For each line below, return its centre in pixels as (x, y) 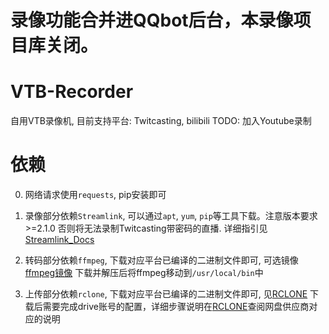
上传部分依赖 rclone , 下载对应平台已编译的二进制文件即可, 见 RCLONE (166, 294)
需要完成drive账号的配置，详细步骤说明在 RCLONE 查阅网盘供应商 (176, 307)
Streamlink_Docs (59, 240)
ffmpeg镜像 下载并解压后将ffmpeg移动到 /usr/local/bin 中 (144, 273)
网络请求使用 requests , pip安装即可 (95, 195)
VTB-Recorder (72, 92)
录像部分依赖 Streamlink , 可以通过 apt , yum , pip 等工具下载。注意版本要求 (171, 216)
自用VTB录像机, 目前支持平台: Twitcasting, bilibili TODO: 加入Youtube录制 (161, 121)
